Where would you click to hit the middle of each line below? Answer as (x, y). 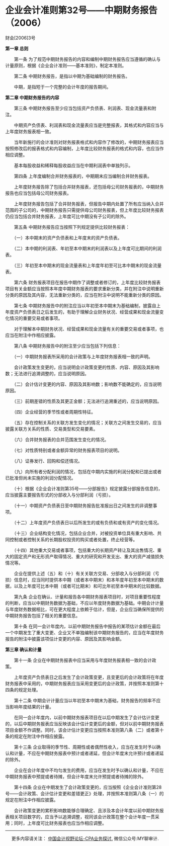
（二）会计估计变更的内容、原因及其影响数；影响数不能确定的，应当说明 (88, 384)
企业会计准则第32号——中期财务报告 (81, 10)
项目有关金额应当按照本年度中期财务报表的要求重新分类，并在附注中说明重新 (84, 288)
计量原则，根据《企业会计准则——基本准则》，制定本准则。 (66, 65)
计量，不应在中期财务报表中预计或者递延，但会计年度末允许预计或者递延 (89, 753)
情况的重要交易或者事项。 (36, 318)
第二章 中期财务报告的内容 (32, 97)
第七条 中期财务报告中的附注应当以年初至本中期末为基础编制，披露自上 (87, 305)
